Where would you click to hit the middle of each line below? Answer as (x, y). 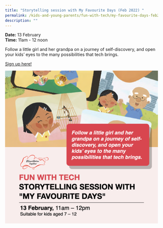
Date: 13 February (23, 35)
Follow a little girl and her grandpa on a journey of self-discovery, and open (80, 49)
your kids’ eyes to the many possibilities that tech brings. (62, 55)
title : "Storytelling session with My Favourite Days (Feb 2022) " (75, 10)
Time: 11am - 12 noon (26, 40)
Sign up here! (18, 64)
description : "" (21, 20)
